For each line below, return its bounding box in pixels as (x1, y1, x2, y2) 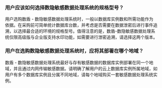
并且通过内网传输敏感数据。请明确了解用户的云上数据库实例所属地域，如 (13, 65, 158, 71)
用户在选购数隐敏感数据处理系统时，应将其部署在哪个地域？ (5, 47, 144, 54)
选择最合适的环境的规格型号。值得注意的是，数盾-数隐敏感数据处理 (17, 28, 151, 34)
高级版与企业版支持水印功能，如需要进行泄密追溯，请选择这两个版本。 (17, 34, 158, 40)
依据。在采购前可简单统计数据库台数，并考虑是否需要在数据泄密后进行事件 (5, 22, 153, 28)
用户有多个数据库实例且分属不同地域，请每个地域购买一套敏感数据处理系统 (5, 72, 153, 77)
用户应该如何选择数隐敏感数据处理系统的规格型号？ (5, 4, 124, 11)
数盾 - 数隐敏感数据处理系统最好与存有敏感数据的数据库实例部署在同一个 (5, 59, 149, 65)
